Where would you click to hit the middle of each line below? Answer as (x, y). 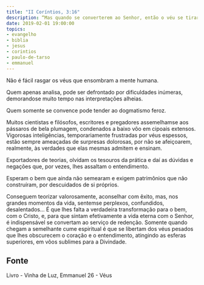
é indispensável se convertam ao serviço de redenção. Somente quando (97, 222)
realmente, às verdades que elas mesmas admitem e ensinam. (84, 148)
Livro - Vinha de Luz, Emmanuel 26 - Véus (59, 275)
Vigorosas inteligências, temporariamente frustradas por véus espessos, (97, 135)
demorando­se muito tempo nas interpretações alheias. (75, 99)
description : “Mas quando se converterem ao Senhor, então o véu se (95, 18)
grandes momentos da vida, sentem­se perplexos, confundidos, (85, 203)
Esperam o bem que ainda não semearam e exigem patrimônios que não (97, 178)
